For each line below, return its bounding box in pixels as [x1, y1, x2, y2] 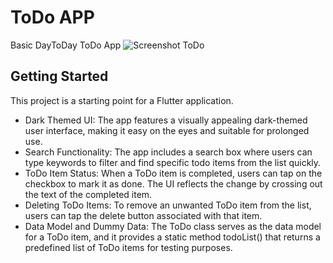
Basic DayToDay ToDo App [10, 39, 122, 51]
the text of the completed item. [24, 188, 153, 200]
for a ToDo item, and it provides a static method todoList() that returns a [24, 231, 321, 243]
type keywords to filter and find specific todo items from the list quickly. [24, 156, 322, 168]
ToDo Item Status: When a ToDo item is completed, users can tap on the [24, 167, 323, 179]
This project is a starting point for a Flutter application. [10, 94, 234, 106]
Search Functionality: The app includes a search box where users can [24, 146, 313, 158]
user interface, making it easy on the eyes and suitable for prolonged [24, 124, 310, 136]
